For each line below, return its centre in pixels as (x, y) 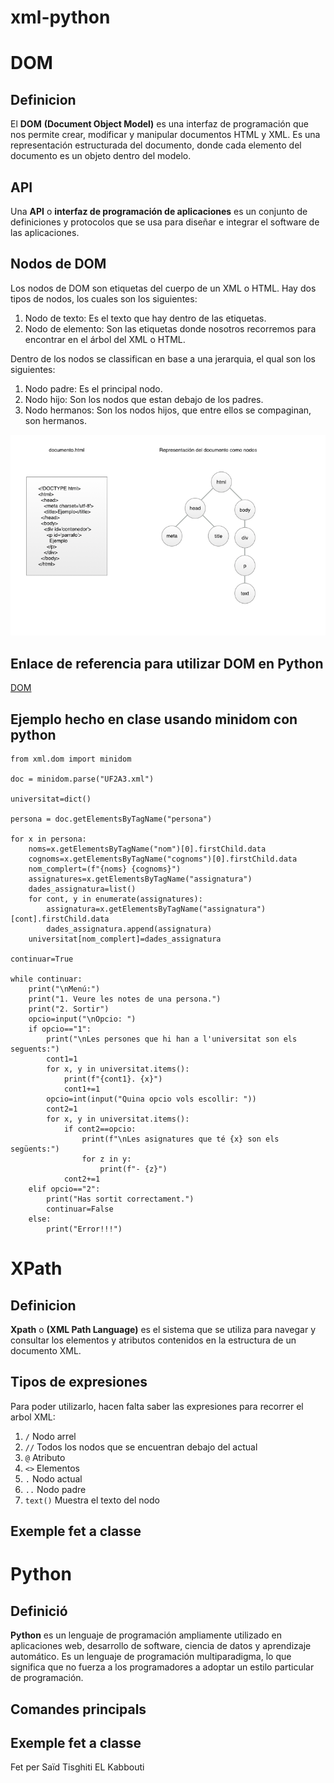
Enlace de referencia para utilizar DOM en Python (167, 663)
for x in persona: (48, 839)
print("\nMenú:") (64, 989)
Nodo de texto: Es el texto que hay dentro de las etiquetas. (145, 318)
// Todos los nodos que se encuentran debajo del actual (141, 1447)
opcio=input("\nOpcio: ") (82, 1019)
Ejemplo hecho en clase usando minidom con (154, 719)
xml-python (60, 17)
